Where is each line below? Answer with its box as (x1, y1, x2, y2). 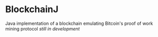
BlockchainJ (5, 4, 58, 15)
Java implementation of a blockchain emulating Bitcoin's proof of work (5, 20, 153, 26)
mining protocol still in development (5, 25, 80, 31)
